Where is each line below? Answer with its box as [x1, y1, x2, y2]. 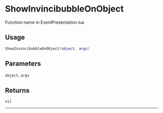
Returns [5, 86, 30, 95]
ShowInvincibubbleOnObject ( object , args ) [5, 46, 90, 51]
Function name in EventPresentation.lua [5, 19, 84, 25]
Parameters [5, 59, 41, 68]
